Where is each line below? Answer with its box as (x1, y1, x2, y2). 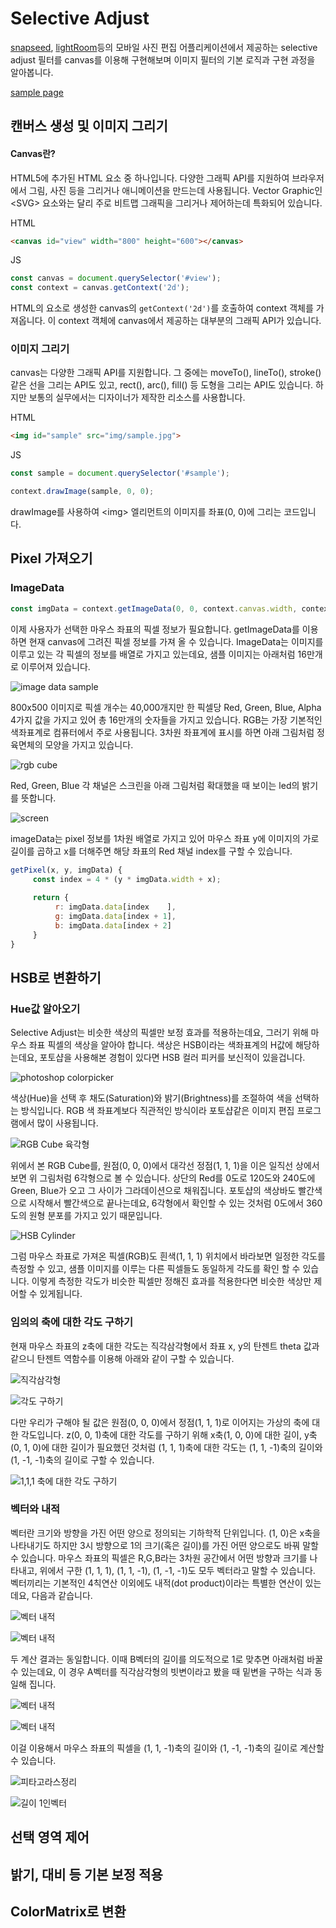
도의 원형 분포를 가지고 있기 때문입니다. (10, 1210, 163, 1222)
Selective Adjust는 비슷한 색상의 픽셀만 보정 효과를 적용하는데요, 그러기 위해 (10, 1027, 309, 1039)
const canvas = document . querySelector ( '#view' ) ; (10, 273, 222, 284)
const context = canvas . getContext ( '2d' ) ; (10, 283, 190, 293)
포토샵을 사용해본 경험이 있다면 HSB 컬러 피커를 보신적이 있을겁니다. (39, 1052, 306, 1064)
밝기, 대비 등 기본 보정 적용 (10, 1866, 163, 1883)
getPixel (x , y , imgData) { (10, 865, 123, 875)
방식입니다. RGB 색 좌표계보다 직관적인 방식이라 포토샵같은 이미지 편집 (20, 1105, 295, 1117)
